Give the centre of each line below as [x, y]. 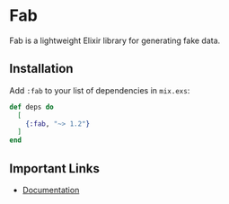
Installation [41, 69]
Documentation [51, 190]
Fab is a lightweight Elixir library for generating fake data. [115, 40]
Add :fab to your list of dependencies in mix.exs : [100, 90]
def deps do [31, 107]
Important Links [55, 169]
